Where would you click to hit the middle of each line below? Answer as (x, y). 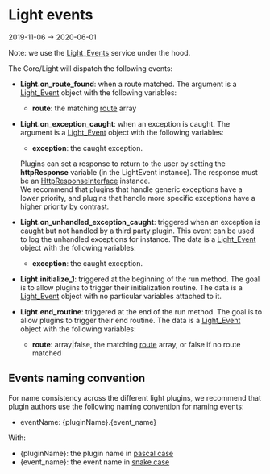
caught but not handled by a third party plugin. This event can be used (137, 231)
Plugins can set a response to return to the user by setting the (123, 164)
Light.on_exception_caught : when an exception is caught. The (125, 123)
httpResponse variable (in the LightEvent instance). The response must (139, 172)
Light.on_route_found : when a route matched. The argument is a (128, 84)
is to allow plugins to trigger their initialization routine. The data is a (131, 287)
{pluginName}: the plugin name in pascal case (97, 453)
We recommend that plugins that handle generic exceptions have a (131, 189)
